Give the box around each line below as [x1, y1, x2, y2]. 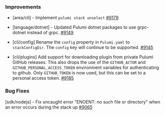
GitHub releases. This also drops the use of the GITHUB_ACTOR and [12, 59, 146, 65]
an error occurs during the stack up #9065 [5, 104, 93, 110]
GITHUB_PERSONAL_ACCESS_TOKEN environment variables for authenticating [12, 64, 159, 70]
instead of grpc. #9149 [27, 30, 74, 36]
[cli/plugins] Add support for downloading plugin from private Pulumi [12, 54, 154, 60]
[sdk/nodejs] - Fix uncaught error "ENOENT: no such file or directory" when [5, 99, 161, 105]
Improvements [5, 3, 41, 10]
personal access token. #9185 [12, 75, 74, 81]
